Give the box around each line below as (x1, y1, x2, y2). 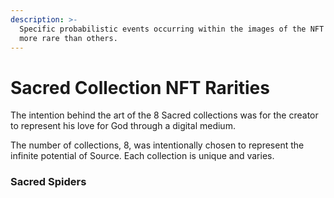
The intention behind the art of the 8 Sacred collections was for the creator (10, 109, 319, 121)
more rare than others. (19, 33, 118, 43)
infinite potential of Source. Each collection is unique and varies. (10, 150, 275, 162)
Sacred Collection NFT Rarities (10, 76, 270, 99)
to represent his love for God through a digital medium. (10, 120, 236, 132)
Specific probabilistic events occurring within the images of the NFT (19, 24, 325, 34)
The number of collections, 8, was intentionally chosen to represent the (10, 139, 305, 151)
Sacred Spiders (10, 175, 87, 189)
